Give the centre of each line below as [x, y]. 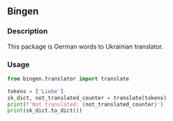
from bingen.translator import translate [68, 79]
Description [28, 31]
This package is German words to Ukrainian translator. [85, 46]
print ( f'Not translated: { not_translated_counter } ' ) [85, 104]
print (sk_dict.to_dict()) [45, 111]
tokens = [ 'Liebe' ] [36, 91]
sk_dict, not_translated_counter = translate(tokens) [87, 98]
